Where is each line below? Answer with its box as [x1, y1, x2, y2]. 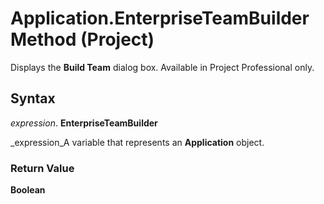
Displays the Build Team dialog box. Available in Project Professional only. [10, 61, 315, 73]
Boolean [10, 184, 46, 196]
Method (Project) [10, 28, 155, 51]
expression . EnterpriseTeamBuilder [10, 117, 158, 129]
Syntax [10, 90, 56, 107]
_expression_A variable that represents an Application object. [10, 136, 265, 148]
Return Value [10, 161, 75, 175]
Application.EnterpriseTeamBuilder [10, 7, 310, 30]
